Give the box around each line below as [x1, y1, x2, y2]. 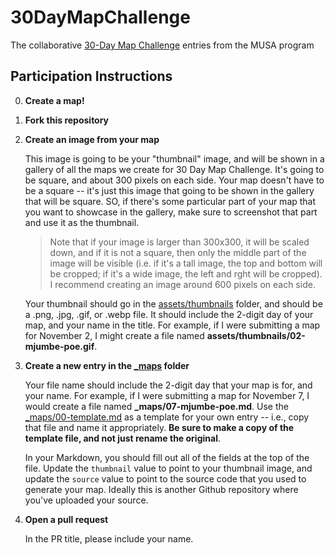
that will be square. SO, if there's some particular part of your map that [24, 195, 317, 207]
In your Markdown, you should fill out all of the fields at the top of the [24, 451, 310, 463]
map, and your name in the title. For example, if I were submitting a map [24, 319, 321, 331]
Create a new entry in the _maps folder [24, 359, 190, 371]
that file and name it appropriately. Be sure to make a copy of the [24, 421, 295, 433]
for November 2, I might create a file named [24, 329, 205, 341]
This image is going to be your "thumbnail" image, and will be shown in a [24, 152, 325, 165]
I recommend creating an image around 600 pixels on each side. [49, 278, 316, 290]
